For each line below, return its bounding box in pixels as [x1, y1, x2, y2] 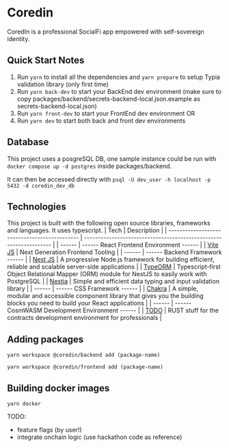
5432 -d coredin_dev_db [7, 182, 75, 189]
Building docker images [7, 382, 110, 394]
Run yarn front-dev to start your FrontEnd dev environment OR [16, 109, 196, 117]
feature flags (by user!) [16, 426, 82, 434]
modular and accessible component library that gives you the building [7, 292, 204, 300]
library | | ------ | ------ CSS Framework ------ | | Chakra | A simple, [7, 284, 198, 293]
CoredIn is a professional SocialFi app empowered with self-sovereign [7, 27, 205, 36]
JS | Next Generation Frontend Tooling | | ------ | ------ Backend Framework [7, 248, 222, 256]
